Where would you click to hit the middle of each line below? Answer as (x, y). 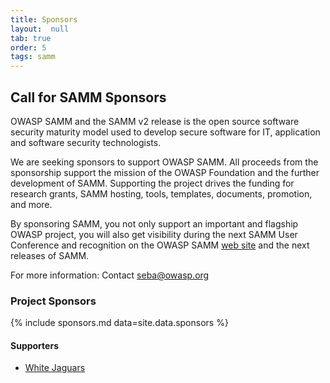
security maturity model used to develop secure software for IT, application (165, 132)
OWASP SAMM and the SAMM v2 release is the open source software (155, 121)
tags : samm (33, 57)
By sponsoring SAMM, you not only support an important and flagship (154, 223)
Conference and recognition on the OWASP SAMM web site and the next (160, 245)
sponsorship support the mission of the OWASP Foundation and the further (165, 172)
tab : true (31, 38)
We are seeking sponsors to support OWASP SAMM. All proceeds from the (164, 162)
